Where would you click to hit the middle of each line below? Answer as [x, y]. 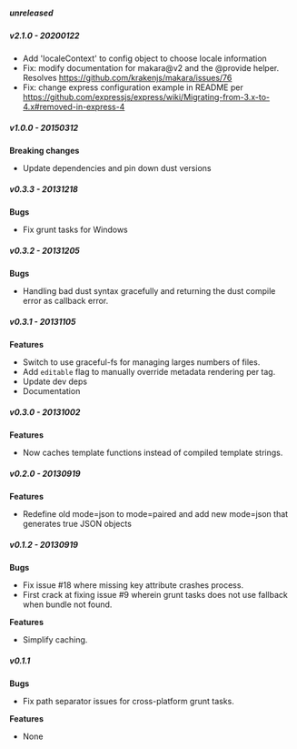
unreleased [31, 13]
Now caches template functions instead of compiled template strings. [153, 453]
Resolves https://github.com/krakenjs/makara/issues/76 [127, 78]
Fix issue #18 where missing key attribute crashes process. [133, 585]
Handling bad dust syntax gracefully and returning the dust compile [149, 291]
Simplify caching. [55, 640]
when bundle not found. [67, 604]
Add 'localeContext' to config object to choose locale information [145, 58]
